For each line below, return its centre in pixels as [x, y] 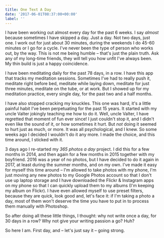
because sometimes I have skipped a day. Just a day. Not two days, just [78, 38]
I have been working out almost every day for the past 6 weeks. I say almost [82, 33]
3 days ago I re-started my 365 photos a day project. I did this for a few [77, 149]
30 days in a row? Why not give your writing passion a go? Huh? [70, 221]
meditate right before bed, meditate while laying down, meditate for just [77, 84]
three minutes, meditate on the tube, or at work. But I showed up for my [77, 89]
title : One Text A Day [28, 10]
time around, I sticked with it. [34, 140]
